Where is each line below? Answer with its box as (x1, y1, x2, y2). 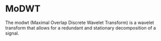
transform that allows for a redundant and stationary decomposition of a (5, 24, 156, 30)
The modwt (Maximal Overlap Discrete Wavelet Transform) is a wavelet (5, 19, 154, 25)
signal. (5, 30, 19, 36)
